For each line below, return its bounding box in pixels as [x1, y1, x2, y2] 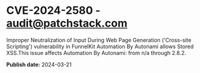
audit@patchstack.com [6, 16, 128, 30]
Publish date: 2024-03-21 [6, 61, 72, 68]
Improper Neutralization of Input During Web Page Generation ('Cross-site [6, 36, 192, 43]
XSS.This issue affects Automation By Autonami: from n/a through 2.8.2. [6, 49, 187, 56]
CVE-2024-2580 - [6, 4, 101, 17]
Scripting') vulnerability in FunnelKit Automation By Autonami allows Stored [6, 43, 194, 50]
